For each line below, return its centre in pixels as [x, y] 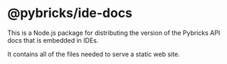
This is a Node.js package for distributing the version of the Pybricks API [114, 33]
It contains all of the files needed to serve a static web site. [94, 54]
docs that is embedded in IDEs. [53, 40]
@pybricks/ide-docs [70, 13]
